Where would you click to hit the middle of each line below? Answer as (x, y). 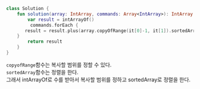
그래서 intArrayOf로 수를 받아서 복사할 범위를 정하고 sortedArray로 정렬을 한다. (99, 80)
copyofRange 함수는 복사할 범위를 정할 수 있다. (59, 65)
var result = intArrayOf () (61, 20)
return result (45, 42)
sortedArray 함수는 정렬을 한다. (42, 72)
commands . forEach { (54, 25)
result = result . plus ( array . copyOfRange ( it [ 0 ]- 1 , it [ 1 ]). (98, 31)
